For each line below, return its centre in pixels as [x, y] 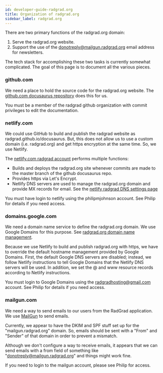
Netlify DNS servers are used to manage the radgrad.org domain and [81, 183]
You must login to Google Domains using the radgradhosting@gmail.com [78, 282]
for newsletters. [28, 52]
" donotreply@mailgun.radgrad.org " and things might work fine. [68, 355]
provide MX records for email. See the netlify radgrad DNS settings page [85, 189]
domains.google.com [31, 216]
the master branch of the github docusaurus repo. [62, 173]
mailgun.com [21, 300]
